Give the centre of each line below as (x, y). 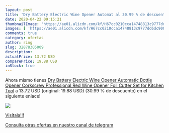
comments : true (21, 33)
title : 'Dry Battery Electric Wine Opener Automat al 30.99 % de (75, 15)
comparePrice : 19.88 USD (31, 61)
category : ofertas (24, 38)
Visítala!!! (15, 115)
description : (19, 52)
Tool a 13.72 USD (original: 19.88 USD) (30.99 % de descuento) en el (76, 91)
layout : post (19, 10)
